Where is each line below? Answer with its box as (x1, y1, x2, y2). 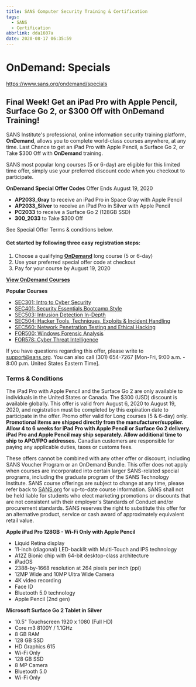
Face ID (14, 583, 33, 591)
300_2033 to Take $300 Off (14, 215, 83, 222)
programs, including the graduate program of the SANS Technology (6, 474, 170, 481)
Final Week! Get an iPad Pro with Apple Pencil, (6, 97, 177, 107)
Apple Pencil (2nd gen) (14, 596, 70, 603)
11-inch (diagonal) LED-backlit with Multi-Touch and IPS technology (14, 546, 177, 553)
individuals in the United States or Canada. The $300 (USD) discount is (6, 394, 177, 401)
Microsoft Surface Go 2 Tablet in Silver (6, 607, 102, 614)
